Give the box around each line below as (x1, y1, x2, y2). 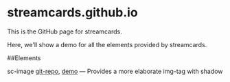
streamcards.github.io (7, 5, 139, 20)
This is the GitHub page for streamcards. (7, 27, 122, 36)
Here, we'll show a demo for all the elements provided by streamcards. (7, 40, 207, 49)
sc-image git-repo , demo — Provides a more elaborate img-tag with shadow (7, 67, 223, 75)
